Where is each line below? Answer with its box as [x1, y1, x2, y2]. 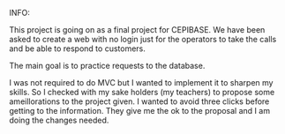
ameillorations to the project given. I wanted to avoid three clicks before [9, 96, 270, 107]
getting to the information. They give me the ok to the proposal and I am [9, 106, 271, 115]
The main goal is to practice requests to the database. [9, 61, 206, 71]
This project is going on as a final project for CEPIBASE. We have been [9, 25, 266, 34]
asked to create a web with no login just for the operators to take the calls [9, 34, 277, 44]
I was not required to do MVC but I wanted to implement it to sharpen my [9, 78, 274, 87]
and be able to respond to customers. [9, 43, 146, 54]
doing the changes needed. [9, 115, 109, 125]
